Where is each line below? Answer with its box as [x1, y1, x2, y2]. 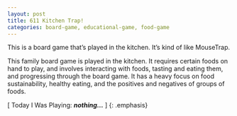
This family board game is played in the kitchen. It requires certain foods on [7, 57, 228, 65]
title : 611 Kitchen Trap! [7, 17, 84, 24]
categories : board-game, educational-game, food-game [7, 23, 170, 31]
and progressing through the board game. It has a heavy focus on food [7, 72, 215, 80]
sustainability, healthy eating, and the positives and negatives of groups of [7, 80, 225, 88]
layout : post [7, 10, 46, 18]
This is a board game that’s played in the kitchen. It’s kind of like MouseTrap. [7, 43, 231, 52]
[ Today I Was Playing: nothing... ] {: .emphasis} [7, 101, 148, 110]
